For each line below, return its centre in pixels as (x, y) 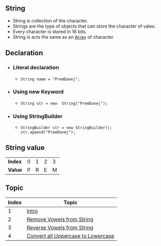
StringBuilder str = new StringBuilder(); (66, 128)
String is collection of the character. (50, 20)
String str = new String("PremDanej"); (64, 103)
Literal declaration (36, 67)
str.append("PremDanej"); (48, 132)
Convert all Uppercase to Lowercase (71, 236)
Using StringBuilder (38, 116)
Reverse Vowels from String (60, 228)
